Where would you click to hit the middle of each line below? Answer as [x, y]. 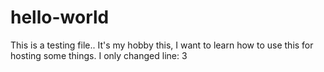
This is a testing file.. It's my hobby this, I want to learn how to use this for [162, 45]
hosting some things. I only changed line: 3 [99, 55]
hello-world [60, 17]
